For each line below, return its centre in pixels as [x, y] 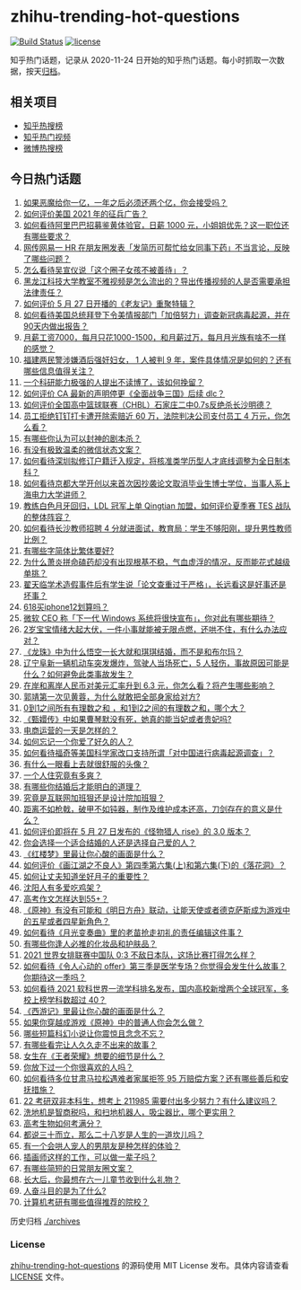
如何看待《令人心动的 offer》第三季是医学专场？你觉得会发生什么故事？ [155, 966]
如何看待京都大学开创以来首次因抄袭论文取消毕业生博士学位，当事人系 [153, 483]
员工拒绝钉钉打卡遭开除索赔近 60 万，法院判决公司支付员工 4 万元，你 [153, 416]
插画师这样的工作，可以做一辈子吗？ [90, 1157]
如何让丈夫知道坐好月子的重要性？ [86, 876]
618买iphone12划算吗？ [66, 606]
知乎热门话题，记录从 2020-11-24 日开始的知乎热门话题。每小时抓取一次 [143, 59]
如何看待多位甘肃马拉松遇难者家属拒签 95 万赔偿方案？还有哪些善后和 [152, 1078]
